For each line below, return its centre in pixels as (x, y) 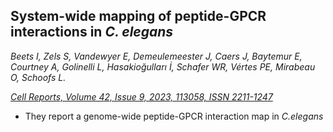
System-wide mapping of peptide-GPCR (138, 16)
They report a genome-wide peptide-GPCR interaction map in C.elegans (174, 116)
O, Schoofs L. (38, 77)
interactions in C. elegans (92, 32)
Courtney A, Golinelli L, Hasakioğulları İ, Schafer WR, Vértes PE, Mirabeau (163, 66)
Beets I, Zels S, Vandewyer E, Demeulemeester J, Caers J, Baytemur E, (156, 56)
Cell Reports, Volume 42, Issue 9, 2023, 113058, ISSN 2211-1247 (141, 96)
